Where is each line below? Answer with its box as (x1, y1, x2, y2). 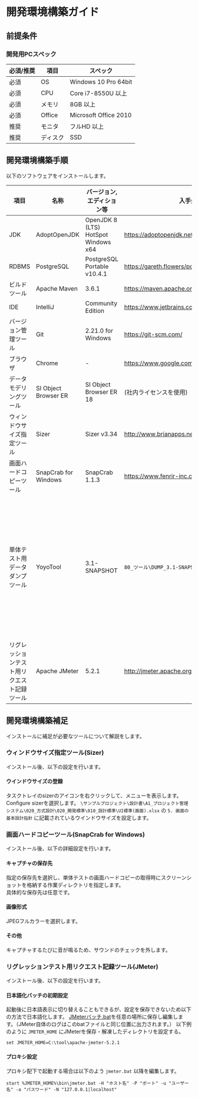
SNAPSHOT (85, 566, 118, 575)
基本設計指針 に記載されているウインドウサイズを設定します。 (6, 814, 152, 821)
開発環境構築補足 (6, 716, 68, 726)
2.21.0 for (85, 326, 114, 334)
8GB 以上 (70, 100, 96, 108)
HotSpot (85, 230, 108, 239)
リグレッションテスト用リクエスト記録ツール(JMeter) (6, 962, 159, 970)
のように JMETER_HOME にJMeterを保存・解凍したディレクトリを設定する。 (6, 1028, 184, 1035)
